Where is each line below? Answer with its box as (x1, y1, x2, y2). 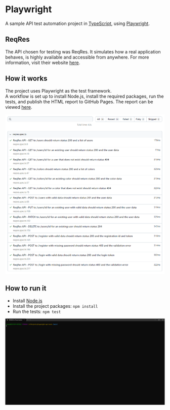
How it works (5, 74, 48, 83)
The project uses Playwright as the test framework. (5, 87, 112, 94)
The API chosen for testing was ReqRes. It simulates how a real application (5, 48, 161, 54)
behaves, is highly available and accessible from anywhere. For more (5, 54, 149, 60)
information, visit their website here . (5, 60, 80, 66)
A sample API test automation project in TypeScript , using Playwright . (5, 20, 150, 26)
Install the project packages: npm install (12, 303, 98, 309)
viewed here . (5, 104, 32, 110)
